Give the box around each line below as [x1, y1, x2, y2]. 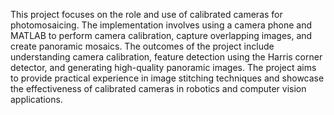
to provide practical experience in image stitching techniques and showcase [10, 72, 325, 84]
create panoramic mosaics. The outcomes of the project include [10, 40, 275, 52]
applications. [10, 94, 63, 105]
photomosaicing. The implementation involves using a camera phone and [10, 19, 313, 31]
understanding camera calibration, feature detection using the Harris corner [10, 51, 323, 63]
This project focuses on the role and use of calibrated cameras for [10, 9, 283, 20]
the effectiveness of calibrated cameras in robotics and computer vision [10, 83, 307, 94]
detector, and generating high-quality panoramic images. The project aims [10, 62, 317, 73]
